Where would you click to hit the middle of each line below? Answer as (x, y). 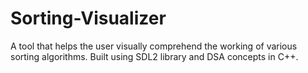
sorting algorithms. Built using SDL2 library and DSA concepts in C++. (154, 56)
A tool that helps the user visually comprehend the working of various (154, 46)
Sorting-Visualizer (88, 18)
